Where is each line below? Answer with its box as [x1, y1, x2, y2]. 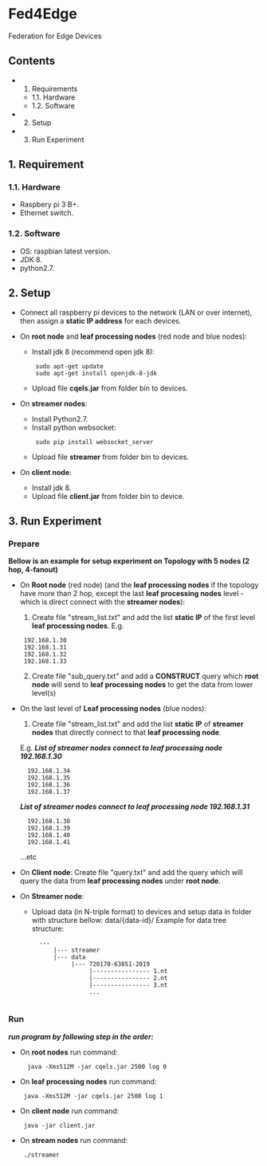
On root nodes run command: [19, 1047, 118, 1057]
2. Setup [8, 286, 51, 300]
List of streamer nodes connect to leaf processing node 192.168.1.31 [19, 802, 250, 811]
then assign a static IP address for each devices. [19, 316, 182, 325]
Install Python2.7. [31, 414, 88, 423]
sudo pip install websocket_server [35, 438, 154, 446]
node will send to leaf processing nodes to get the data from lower [31, 680, 253, 689]
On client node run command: [19, 1105, 120, 1116]
